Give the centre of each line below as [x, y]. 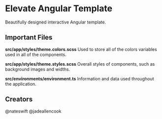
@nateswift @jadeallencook [33, 111]
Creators [19, 99]
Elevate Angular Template [59, 9]
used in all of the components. [36, 54]
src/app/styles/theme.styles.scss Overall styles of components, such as [80, 64]
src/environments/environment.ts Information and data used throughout [80, 78]
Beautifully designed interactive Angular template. [56, 22]
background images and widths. [38, 69]
